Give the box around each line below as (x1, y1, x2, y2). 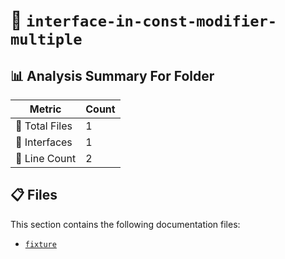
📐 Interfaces (15, 135, 73, 149)
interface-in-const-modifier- (26, 12, 278, 31)
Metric (29, 102, 62, 116)
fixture (24, 239, 57, 249)
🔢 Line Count (15, 152, 77, 165)
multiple (10, 30, 83, 49)
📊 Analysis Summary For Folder (10, 67, 215, 84)
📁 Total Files (15, 119, 73, 133)
